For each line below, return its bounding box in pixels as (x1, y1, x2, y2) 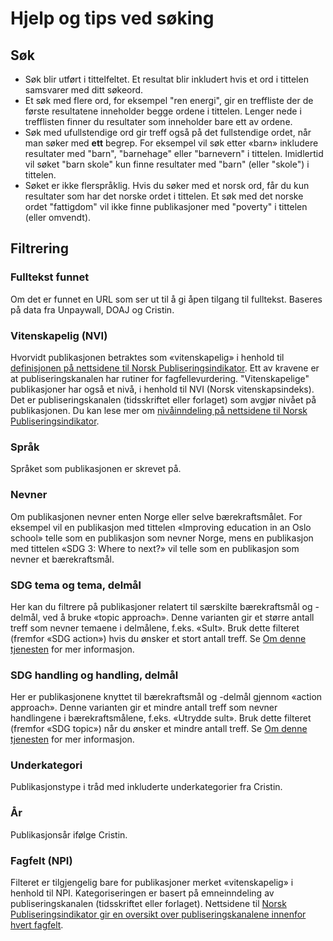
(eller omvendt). (24, 212, 92, 223)
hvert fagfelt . (10, 919, 64, 931)
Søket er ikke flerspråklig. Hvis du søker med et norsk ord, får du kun (24, 180, 310, 191)
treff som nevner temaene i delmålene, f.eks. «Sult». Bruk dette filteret (10, 622, 300, 634)
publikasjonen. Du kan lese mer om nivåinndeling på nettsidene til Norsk (10, 404, 308, 416)
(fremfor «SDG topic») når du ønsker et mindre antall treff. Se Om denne (10, 723, 308, 735)
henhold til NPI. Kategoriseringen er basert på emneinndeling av (10, 887, 275, 899)
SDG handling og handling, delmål (10, 668, 179, 682)
